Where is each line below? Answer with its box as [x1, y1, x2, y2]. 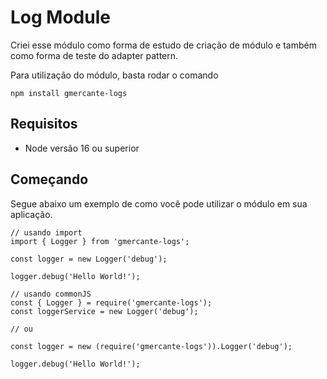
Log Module [10, 6, 111, 29]
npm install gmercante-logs [10, 88, 128, 98]
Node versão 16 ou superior [24, 142, 140, 154]
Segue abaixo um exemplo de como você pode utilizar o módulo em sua [10, 197, 308, 210]
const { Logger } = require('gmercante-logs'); [10, 297, 213, 308]
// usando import [10, 227, 83, 238]
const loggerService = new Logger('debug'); [10, 306, 199, 316]
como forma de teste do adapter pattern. [10, 49, 179, 61]
